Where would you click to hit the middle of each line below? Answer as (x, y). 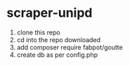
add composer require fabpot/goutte (70, 47)
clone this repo (38, 32)
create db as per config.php (57, 55)
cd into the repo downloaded (59, 39)
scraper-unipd (50, 13)
